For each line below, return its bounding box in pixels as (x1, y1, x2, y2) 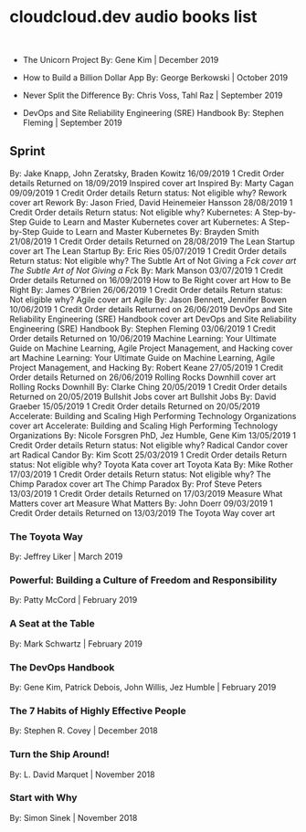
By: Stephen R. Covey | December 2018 (9, 725, 158, 736)
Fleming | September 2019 (22, 117, 122, 128)
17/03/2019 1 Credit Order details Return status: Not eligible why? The (9, 469, 271, 479)
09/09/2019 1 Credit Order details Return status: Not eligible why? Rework (9, 187, 288, 198)
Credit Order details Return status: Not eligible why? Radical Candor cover (9, 439, 289, 450)
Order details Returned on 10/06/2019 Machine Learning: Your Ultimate (9, 332, 277, 343)
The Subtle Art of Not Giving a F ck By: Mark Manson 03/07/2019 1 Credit (9, 265, 283, 276)
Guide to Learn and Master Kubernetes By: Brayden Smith (41, 226, 259, 237)
